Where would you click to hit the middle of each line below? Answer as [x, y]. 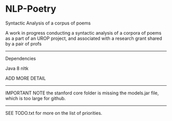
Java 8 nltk [17, 68]
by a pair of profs [24, 43]
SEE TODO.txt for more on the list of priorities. [54, 113]
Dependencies [21, 58]
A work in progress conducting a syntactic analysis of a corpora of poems [83, 33]
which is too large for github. [36, 98]
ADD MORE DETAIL [26, 78]
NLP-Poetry [31, 9]
